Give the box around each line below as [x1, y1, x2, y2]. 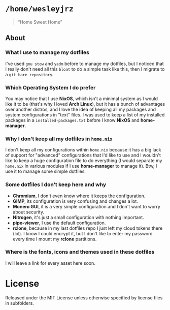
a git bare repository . [5, 71, 54, 77]
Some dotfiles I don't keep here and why [5, 181, 107, 188]
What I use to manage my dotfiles [5, 49, 90, 56]
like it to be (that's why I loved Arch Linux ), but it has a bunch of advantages [5, 101, 165, 107]
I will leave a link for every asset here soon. [5, 260, 95, 266]
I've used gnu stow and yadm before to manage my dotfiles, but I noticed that [5, 60, 164, 67]
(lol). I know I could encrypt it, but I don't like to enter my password [12, 230, 153, 236]
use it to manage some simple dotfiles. [5, 168, 86, 174]
